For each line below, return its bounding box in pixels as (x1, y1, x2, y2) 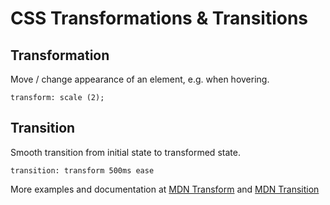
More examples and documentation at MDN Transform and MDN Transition (10, 183, 320, 195)
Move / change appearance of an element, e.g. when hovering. (10, 73, 270, 85)
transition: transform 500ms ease (10, 165, 155, 176)
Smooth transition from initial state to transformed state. (10, 146, 241, 158)
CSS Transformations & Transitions (10, 7, 309, 30)
